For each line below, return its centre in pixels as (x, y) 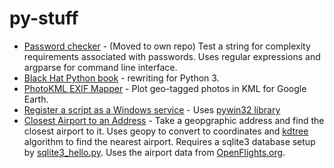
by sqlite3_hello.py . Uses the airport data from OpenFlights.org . (154, 152)
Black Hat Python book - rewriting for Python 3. (121, 78)
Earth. (36, 99)
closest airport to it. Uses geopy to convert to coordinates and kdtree (166, 131)
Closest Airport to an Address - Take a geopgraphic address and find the (174, 120)
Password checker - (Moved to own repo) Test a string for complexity (167, 46)
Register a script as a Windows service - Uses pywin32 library (152, 109)
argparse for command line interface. (100, 67)
